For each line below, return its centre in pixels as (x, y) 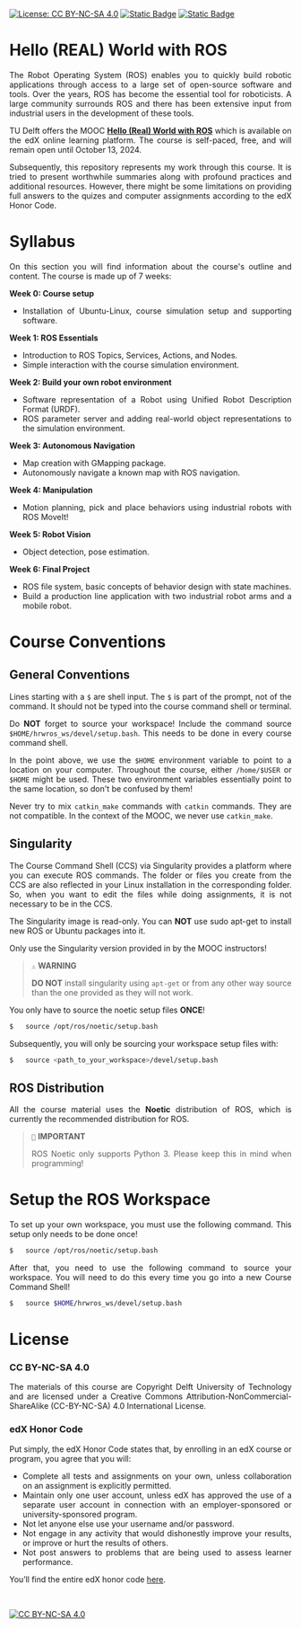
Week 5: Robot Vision (50, 534)
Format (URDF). (51, 409)
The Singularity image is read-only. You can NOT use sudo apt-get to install (151, 921)
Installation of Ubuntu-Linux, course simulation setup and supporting (157, 311)
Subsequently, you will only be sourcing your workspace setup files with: (144, 1043)
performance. (47, 1562)
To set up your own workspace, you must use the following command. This (150, 1225)
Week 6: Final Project (50, 569)
